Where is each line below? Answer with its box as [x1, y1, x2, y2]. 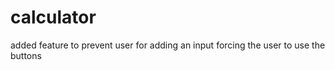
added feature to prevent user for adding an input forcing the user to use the [10, 39, 326, 51]
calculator [10, 6, 97, 29]
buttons [10, 49, 42, 61]
